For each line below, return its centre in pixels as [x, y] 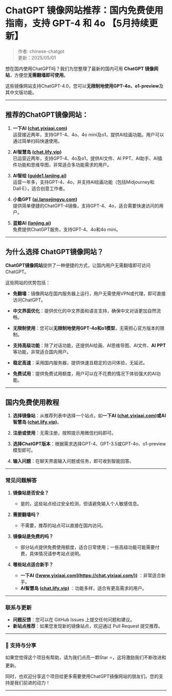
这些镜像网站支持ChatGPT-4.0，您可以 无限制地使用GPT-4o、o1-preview [82, 86]
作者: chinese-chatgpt [41, 51]
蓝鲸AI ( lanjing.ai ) [32, 223]
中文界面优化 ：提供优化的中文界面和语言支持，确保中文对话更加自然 [84, 311]
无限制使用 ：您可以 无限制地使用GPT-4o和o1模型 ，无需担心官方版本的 [86, 328]
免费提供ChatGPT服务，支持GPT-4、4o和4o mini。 [67, 229]
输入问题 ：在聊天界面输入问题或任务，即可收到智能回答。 [73, 461]
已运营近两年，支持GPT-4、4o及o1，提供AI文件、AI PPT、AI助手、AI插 [88, 158]
